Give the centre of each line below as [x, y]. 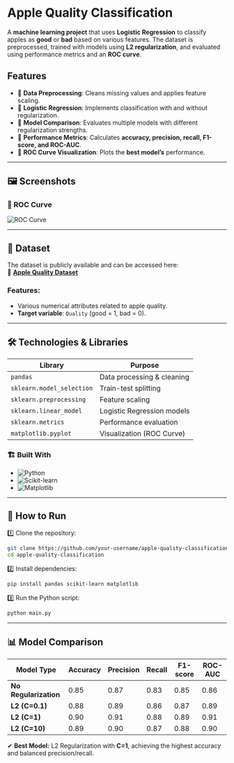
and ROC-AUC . [59, 145]
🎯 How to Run [37, 516]
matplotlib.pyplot [41, 434]
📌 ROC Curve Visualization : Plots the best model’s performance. [111, 152]
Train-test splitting [131, 388]
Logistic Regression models [145, 411]
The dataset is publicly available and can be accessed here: [93, 265]
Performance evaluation [139, 423]
